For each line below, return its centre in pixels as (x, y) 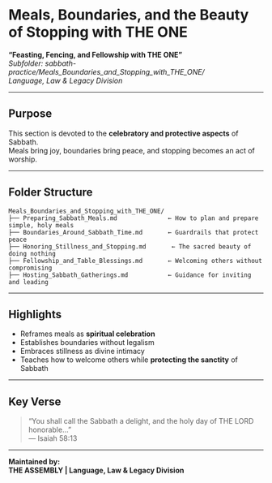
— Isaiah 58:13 (53, 438)
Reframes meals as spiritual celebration (87, 334)
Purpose (30, 114)
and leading (28, 282)
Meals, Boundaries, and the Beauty (129, 15)
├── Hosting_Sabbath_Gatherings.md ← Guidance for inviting (130, 275)
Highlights (35, 314)
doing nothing (32, 253)
